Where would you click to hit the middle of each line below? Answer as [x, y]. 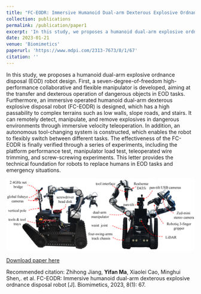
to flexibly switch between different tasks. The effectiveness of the [89, 138]
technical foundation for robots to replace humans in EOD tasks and [90, 163]
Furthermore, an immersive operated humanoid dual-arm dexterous [89, 100]
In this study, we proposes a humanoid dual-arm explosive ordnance [91, 74]
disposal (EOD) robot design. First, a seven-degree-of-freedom [84, 81]
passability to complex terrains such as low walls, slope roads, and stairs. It [99, 113]
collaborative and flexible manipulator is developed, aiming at [115, 87]
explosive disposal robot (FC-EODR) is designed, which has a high [88, 106]
